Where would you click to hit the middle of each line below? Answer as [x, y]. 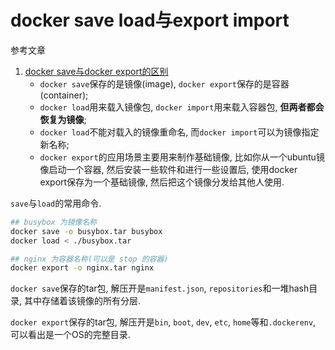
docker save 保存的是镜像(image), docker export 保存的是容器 [164, 83]
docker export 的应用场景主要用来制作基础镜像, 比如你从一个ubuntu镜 [182, 157]
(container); [64, 95]
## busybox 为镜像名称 [54, 222]
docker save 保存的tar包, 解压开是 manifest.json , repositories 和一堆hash [160, 288]
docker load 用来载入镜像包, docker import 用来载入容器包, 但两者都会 [182, 107]
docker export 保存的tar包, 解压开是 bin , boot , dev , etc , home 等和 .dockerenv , [163, 322]
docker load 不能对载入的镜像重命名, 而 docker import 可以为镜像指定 [179, 132]
